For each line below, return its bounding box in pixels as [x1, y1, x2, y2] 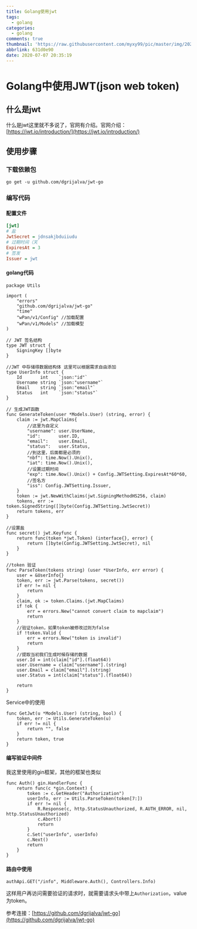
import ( [6, 293, 28, 299]
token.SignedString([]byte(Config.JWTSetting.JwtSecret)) [6, 503, 151, 509]
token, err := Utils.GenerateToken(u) [16, 715, 111, 722]
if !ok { [16, 603, 38, 609]
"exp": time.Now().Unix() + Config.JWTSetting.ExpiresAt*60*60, [27, 471, 188, 477]
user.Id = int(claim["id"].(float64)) [16, 656, 111, 663]
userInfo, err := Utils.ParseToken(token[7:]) [27, 796, 143, 801]
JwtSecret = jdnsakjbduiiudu [6, 234, 77, 240]
